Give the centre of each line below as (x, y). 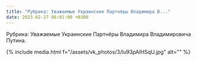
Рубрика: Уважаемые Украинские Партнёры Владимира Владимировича (98, 34)
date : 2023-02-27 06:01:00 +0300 (47, 17)
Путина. (16, 40)
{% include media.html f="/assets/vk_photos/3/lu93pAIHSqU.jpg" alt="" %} (98, 52)
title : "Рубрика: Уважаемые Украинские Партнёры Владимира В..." (88, 12)
